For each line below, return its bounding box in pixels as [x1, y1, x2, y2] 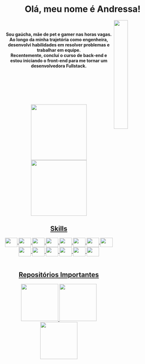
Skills [50, 224, 68, 233]
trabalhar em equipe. [37, 47, 81, 53]
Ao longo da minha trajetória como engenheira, [9, 36, 108, 43]
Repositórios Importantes [18, 270, 99, 279]
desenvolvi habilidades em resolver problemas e [7, 42, 110, 48]
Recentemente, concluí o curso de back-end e [10, 52, 107, 58]
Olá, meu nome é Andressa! [24, 3, 141, 15]
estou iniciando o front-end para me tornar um [10, 57, 107, 63]
